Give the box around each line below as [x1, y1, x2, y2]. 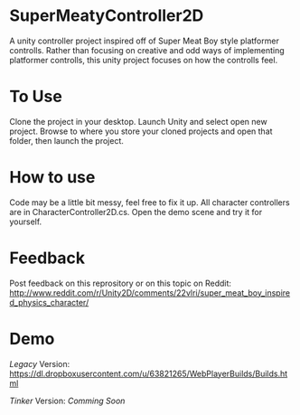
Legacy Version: [9, 358, 70, 369]
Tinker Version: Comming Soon [9, 395, 126, 406]
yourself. [9, 216, 42, 227]
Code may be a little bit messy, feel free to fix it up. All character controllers [9, 196, 291, 208]
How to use [9, 167, 96, 188]
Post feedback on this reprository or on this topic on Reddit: [9, 278, 232, 288]
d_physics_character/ [9, 297, 89, 307]
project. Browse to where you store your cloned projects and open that [9, 126, 273, 137]
